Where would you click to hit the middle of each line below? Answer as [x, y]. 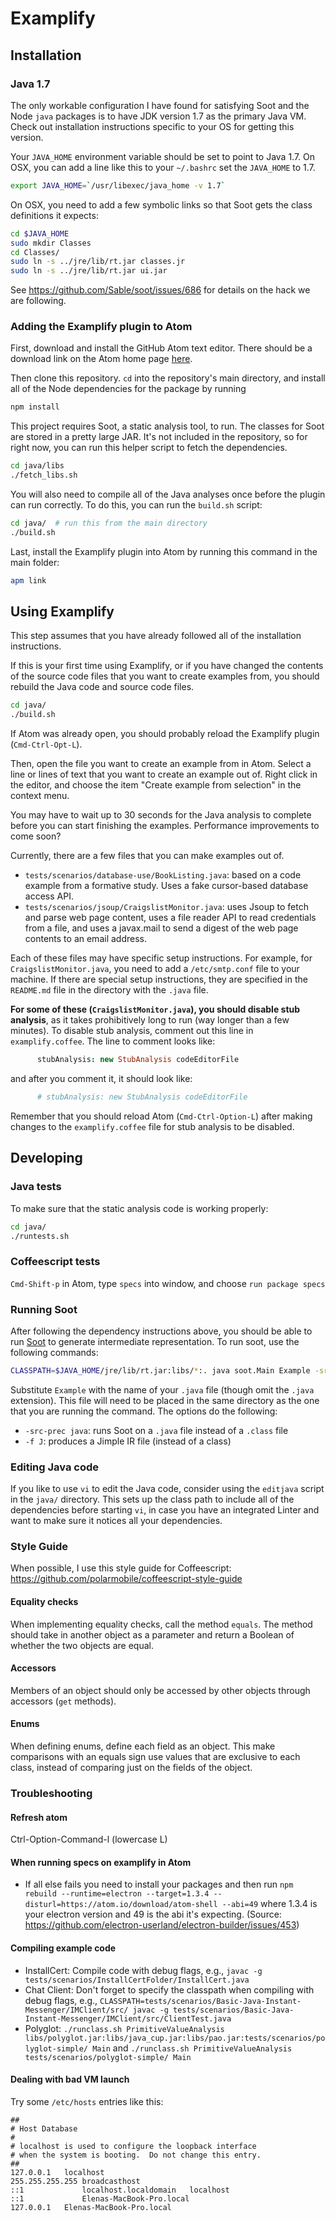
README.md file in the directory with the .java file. [109, 990]
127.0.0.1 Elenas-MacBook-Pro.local [91, 2207]
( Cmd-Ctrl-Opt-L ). [46, 744]
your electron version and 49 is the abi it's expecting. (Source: [153, 1914]
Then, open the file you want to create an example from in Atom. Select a [161, 764]
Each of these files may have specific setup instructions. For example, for [161, 958]
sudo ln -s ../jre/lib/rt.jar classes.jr [98, 262]
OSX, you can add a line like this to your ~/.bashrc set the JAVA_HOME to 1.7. [163, 167]
